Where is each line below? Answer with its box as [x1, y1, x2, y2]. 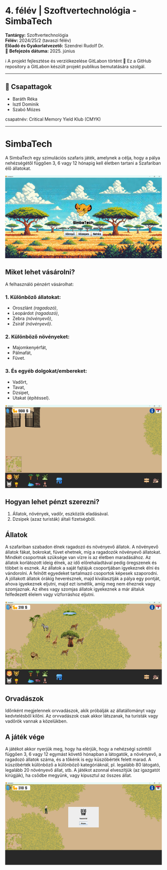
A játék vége [5, 732, 45, 741]
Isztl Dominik [12, 101, 39, 107]
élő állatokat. [5, 165, 31, 171]
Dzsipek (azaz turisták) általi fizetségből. [12, 516, 96, 522]
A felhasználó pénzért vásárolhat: [5, 281, 74, 287]
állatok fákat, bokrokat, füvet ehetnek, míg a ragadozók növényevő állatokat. [5, 549, 162, 555]
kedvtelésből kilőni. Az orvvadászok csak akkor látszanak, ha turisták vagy [5, 713, 158, 719]
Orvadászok [5, 694, 44, 703]
